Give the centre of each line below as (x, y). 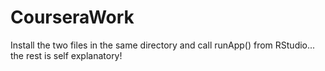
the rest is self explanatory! (66, 55)
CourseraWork (72, 17)
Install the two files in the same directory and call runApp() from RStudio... (163, 45)
